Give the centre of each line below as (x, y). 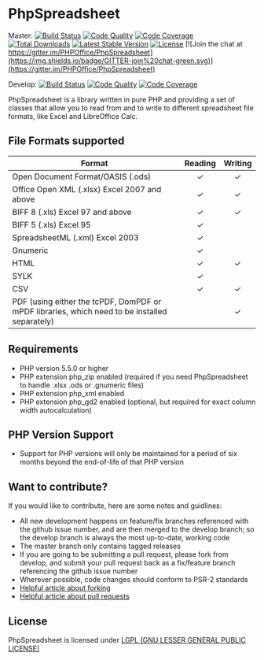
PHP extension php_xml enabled (72, 393)
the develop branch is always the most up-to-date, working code (125, 538)
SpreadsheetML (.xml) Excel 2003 (75, 237)
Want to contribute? (58, 486)
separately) (33, 321)
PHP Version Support (61, 434)
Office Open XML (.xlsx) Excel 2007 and (87, 189)
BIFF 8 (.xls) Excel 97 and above (72, 212)
